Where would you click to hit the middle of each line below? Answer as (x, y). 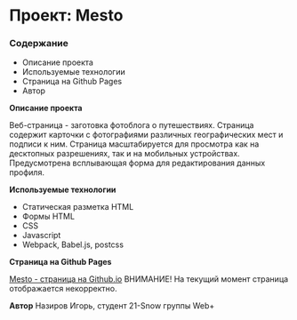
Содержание (39, 44)
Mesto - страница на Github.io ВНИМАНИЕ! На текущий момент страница (149, 279)
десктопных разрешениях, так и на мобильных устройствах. (124, 154)
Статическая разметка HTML (78, 207)
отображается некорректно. (63, 289)
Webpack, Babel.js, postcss (73, 244)
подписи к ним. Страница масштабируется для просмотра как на (134, 144)
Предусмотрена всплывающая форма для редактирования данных (137, 163)
